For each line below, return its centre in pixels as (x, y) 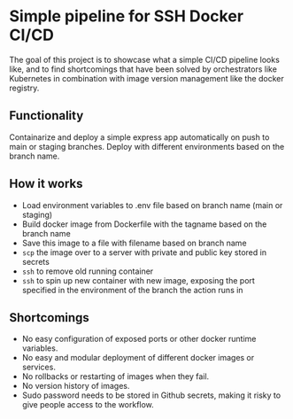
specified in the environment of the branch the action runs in (132, 290)
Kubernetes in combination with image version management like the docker (147, 78)
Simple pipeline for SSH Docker (127, 16)
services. (39, 367)
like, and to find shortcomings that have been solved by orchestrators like (143, 69)
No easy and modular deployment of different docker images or (138, 358)
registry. (24, 88)
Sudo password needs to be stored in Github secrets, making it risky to (151, 395)
